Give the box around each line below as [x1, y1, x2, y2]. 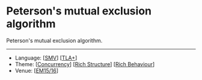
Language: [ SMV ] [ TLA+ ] [14, 54, 78, 61]
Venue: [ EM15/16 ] [14, 67, 59, 74]
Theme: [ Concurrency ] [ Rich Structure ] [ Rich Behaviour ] [14, 60, 155, 67]
